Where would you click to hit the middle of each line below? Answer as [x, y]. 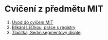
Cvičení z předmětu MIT [54, 9]
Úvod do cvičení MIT [32, 22]
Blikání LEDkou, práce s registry [44, 27]
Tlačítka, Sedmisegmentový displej [46, 32]
